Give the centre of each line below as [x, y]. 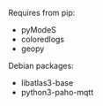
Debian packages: [41, 66]
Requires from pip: [42, 13]
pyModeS [38, 30]
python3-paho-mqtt [57, 92]
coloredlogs [43, 39]
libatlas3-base [47, 83]
